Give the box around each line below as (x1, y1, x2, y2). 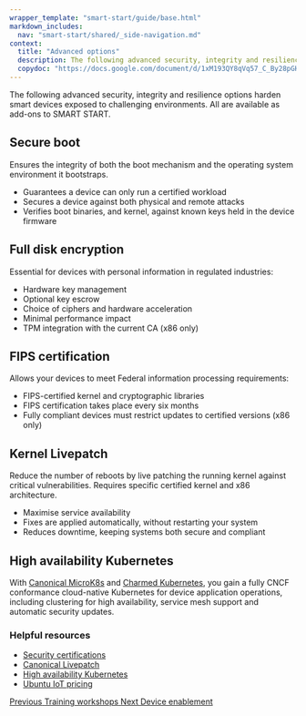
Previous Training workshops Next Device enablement (9, 696, 213, 707)
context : (9, 38, 43, 48)
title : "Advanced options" (17, 47, 120, 56)
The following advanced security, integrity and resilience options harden (9, 88, 281, 100)
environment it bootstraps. (9, 169, 109, 179)
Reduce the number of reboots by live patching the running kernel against (9, 470, 287, 481)
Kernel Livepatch (9, 445, 108, 461)
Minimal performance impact (22, 312, 132, 323)
